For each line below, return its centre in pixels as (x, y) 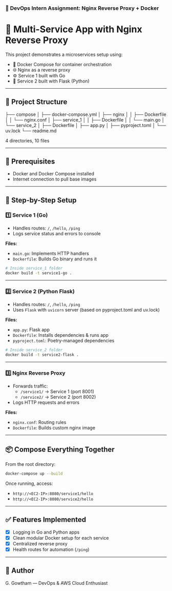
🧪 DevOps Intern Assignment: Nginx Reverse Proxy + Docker (82, 8)
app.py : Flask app (31, 330)
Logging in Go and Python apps (46, 532)
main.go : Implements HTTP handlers (51, 254)
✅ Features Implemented (46, 520)
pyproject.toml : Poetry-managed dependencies (63, 341)
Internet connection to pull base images (55, 179)
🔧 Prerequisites (30, 162)
